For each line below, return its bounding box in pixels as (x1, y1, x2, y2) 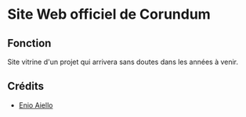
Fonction (7, 37, 52, 50)
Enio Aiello (18, 100, 53, 110)
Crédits (7, 80, 45, 93)
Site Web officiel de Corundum (7, 5, 211, 23)
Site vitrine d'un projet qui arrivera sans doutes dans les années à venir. (7, 57, 239, 66)
